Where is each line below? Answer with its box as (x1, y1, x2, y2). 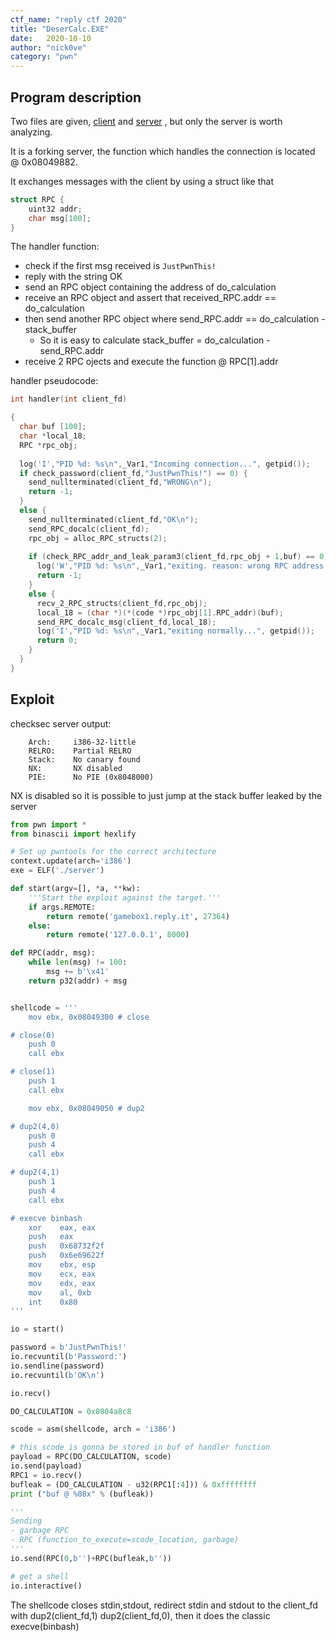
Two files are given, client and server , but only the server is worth (10, 115, 283, 127)
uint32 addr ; (28, 204, 83, 214)
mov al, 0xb (28, 1287, 92, 1298)
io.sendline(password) (10, 1361, 105, 1371)
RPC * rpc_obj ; (19, 440, 78, 450)
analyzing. (10, 126, 53, 138)
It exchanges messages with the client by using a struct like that (10, 175, 274, 187)
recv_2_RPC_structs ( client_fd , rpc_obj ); (36, 598, 208, 608)
